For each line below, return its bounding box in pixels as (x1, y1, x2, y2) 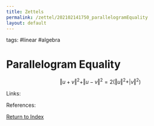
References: (6, 101, 36, 109)
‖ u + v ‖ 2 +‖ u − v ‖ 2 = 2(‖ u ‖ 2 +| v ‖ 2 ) (59, 77, 141, 85)
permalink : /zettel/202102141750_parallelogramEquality (6, 14, 148, 20)
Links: (6, 89, 21, 97)
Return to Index (6, 113, 44, 120)
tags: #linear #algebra (6, 37, 61, 44)
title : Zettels (6, 8, 44, 15)
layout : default (6, 20, 47, 26)
